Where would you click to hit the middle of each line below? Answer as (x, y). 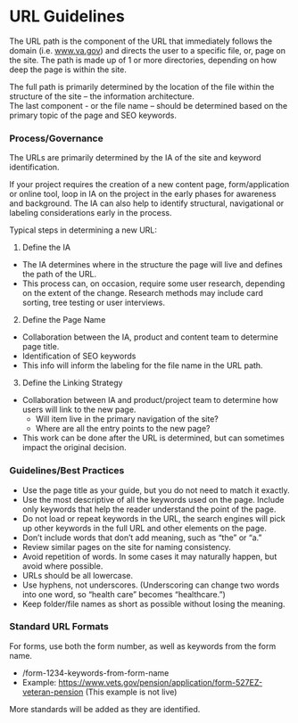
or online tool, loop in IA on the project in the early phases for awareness (143, 194)
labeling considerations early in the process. (91, 213)
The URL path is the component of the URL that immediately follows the (141, 41)
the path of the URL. (59, 275)
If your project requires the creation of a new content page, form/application (149, 185)
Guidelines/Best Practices (67, 471)
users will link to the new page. (79, 410)
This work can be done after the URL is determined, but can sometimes (153, 438)
